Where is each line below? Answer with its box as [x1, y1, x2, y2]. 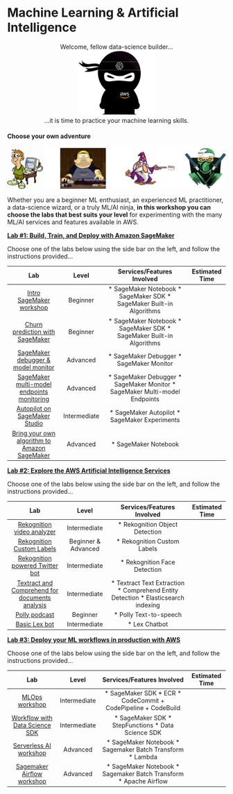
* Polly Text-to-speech [113, 610, 182, 618]
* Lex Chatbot [127, 620, 169, 628]
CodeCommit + [121, 696, 165, 705]
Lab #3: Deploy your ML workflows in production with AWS [7, 635, 181, 643]
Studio [24, 419, 44, 428]
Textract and [17, 578, 53, 587]
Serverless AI [12, 741, 51, 750]
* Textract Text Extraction [110, 578, 185, 587]
